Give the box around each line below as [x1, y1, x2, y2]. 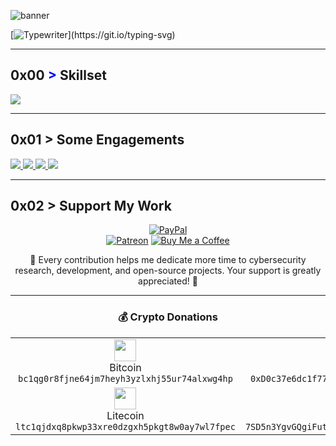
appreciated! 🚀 [138, 275, 198, 287]
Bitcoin [109, 360, 142, 374]
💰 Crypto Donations [118, 310, 218, 324]
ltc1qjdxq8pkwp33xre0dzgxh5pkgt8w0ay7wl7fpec [15, 421, 236, 432]
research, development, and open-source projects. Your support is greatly [14, 265, 322, 277]
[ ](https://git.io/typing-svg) [10, 29, 176, 40]
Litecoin [106, 408, 145, 422]
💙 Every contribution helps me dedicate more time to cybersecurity [29, 254, 307, 266]
